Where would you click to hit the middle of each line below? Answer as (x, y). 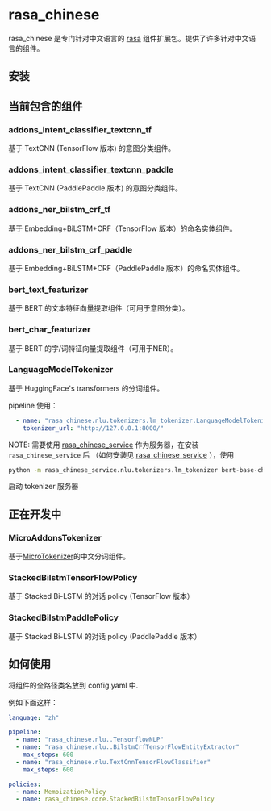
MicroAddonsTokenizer (55, 537)
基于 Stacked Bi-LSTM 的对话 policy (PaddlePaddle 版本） (105, 636)
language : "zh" (34, 717)
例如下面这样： (33, 702)
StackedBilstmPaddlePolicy (64, 617)
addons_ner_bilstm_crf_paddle (71, 249)
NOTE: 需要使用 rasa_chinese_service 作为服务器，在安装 (104, 445)
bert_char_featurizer (50, 330)
